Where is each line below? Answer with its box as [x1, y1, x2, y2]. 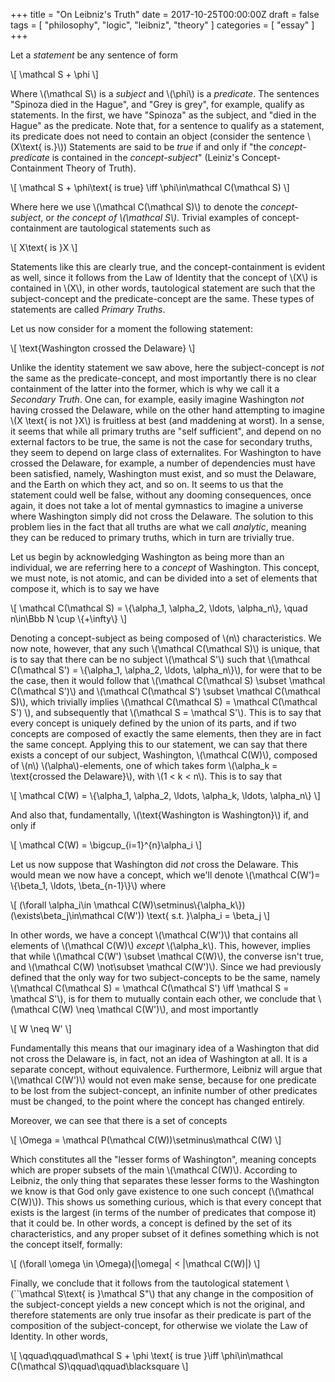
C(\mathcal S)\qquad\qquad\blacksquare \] [10, 1360, 189, 1372]
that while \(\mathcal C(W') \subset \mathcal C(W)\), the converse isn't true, [10, 950, 324, 962]
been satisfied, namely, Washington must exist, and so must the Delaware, [10, 468, 317, 479]
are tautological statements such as [64, 222, 211, 234]
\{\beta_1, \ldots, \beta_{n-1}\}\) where [10, 880, 167, 891]
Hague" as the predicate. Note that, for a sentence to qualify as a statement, [10, 120, 325, 131]
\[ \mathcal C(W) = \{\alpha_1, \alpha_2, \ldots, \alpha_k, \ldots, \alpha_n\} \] [10, 790, 321, 801]
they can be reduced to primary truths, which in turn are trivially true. [10, 532, 295, 543]
